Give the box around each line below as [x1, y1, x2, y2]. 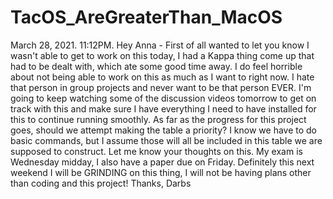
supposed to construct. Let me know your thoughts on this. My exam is [10, 145, 303, 157]
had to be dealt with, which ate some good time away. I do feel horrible [10, 60, 303, 72]
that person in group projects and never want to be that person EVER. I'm [10, 81, 312, 93]
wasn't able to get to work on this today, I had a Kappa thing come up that [10, 49, 315, 61]
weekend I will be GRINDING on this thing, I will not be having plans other [10, 166, 312, 178]
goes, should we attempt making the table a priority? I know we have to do [10, 124, 318, 136]
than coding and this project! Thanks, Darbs [10, 177, 192, 189]
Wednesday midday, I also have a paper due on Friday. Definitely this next [10, 156, 315, 168]
